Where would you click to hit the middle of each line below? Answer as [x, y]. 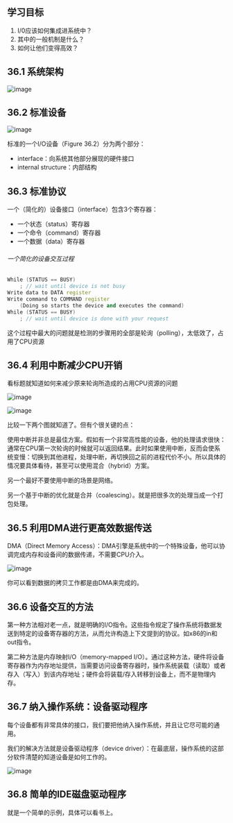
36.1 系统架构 [35, 72]
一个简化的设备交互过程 [41, 258]
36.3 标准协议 [37, 191]
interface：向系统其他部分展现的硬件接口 [76, 159]
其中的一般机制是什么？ [51, 39]
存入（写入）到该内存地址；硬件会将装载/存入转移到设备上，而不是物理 [109, 674]
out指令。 [21, 642]
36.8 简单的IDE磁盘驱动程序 [67, 794]
